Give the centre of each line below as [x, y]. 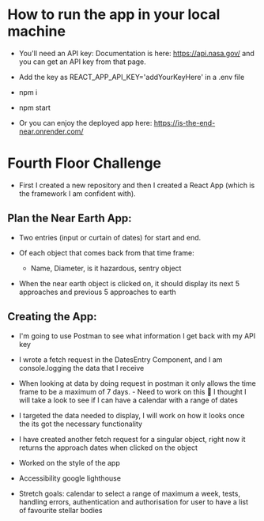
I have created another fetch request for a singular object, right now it [132, 439]
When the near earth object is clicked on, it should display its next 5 [129, 283]
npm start [34, 108]
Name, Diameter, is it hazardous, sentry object [106, 268]
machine [37, 31]
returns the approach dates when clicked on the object [108, 447]
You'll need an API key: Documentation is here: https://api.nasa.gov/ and [136, 53]
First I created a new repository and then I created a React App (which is [137, 185]
